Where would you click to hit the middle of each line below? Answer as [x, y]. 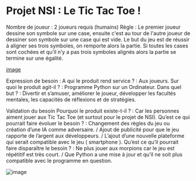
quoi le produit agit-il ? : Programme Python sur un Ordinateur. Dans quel [94, 87]
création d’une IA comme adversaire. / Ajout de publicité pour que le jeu [93, 129]
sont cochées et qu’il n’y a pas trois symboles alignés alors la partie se [91, 52]
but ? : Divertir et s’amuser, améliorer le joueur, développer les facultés [91, 93]
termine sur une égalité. [35, 58]
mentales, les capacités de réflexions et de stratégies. [71, 99]
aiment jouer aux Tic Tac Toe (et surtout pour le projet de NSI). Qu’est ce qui [98, 117]
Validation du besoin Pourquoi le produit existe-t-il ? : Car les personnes [93, 111]
